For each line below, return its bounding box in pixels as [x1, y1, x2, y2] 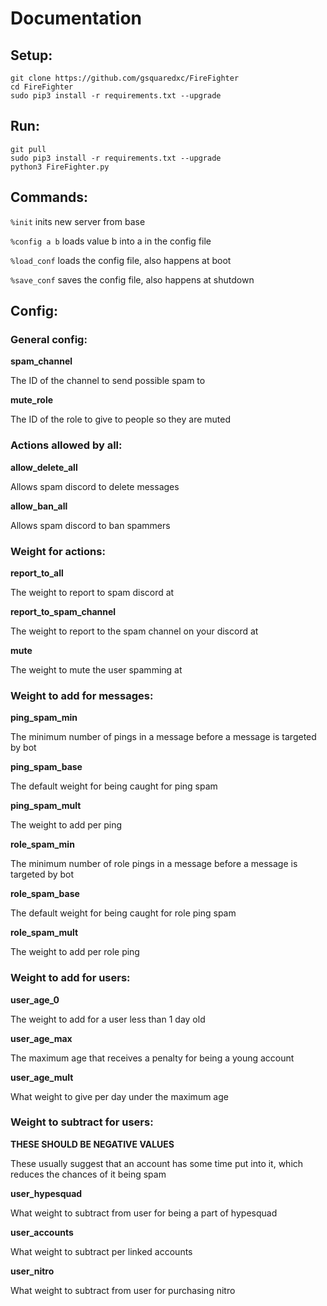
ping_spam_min [10, 712, 78, 724]
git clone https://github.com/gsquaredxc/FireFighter [10, 73, 240, 83]
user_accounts [10, 1226, 74, 1238]
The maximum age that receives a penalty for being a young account [10, 1052, 295, 1064]
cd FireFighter [10, 82, 74, 92]
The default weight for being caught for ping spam [10, 780, 218, 792]
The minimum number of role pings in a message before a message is [10, 858, 298, 870]
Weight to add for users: [10, 971, 131, 985]
